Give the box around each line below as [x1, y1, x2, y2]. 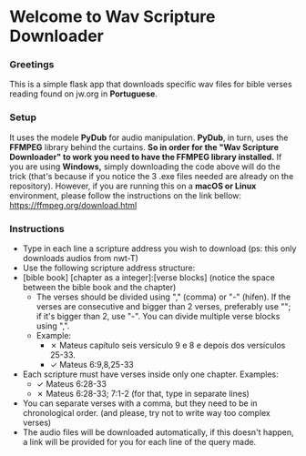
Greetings [9, 58, 55, 71]
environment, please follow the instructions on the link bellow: [9, 189, 242, 201]
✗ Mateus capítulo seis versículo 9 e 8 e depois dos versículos [49, 339, 286, 351]
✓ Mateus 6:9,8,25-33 [49, 360, 134, 370]
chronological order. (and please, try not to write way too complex [22, 408, 271, 419]
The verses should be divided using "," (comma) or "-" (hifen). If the [36, 291, 291, 302]
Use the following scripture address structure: [22, 262, 196, 274]
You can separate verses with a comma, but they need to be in [22, 398, 258, 409]
